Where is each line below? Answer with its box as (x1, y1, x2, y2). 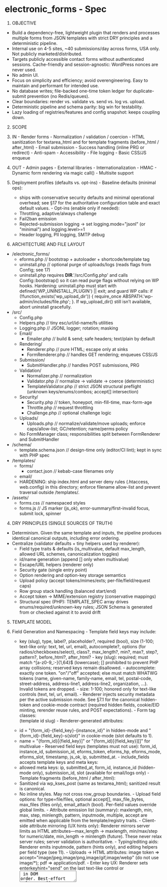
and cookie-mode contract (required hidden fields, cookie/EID (32, 702, 160, 708)
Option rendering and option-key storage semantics (19, 572, 126, 578)
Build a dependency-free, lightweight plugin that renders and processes (11, 29, 160, 35)
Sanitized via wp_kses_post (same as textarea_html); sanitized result (19, 780, 161, 786)
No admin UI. (11, 72, 39, 78)
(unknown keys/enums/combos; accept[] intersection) (26, 388, 139, 394)
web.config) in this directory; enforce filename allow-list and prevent (19, 484, 161, 490)
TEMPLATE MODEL (11, 619, 52, 625)
